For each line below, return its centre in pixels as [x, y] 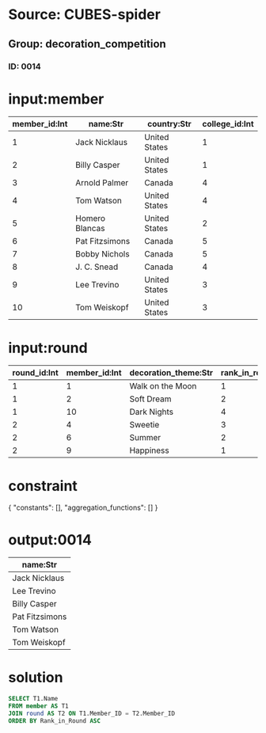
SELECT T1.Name [33, 699]
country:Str [169, 124]
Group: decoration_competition [87, 44]
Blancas [90, 229]
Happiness [149, 450]
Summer [145, 438]
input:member [56, 99]
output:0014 [50, 539]
